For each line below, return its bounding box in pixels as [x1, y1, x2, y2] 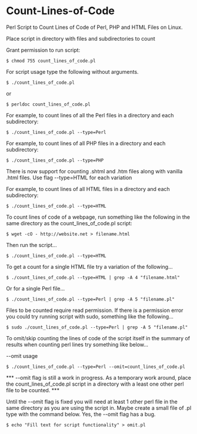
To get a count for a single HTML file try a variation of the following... [6, 263, 173, 270]
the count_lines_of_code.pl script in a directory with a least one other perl [6, 380, 184, 387]
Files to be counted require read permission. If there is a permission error [6, 307, 183, 314]
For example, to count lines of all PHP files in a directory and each [6, 140, 166, 147]
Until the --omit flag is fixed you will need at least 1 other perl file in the [6, 398, 178, 405]
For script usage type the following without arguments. [6, 68, 139, 75]
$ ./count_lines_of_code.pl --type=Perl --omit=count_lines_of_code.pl [6, 364, 185, 370]
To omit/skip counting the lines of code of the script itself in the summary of [6, 334, 190, 341]
